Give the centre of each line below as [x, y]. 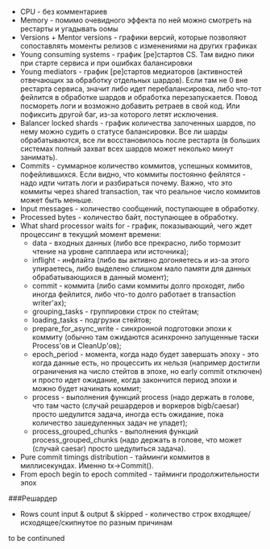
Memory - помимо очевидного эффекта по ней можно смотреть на [136, 20]
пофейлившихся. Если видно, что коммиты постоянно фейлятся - [133, 174]
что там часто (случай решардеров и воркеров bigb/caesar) [136, 406]
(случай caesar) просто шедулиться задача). [109, 448]
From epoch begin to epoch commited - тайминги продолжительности [139, 474]
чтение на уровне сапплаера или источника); [110, 252]
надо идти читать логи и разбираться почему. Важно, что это [126, 183]
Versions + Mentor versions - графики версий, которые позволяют [133, 37]
